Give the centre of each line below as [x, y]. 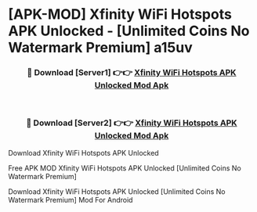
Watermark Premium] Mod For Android [71, 199]
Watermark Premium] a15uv [101, 48]
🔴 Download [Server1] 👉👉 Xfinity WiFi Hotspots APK [132, 73]
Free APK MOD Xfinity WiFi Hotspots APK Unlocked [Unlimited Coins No [125, 168]
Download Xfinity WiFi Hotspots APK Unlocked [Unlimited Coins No [117, 191]
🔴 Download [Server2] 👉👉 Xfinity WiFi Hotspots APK [132, 123]
